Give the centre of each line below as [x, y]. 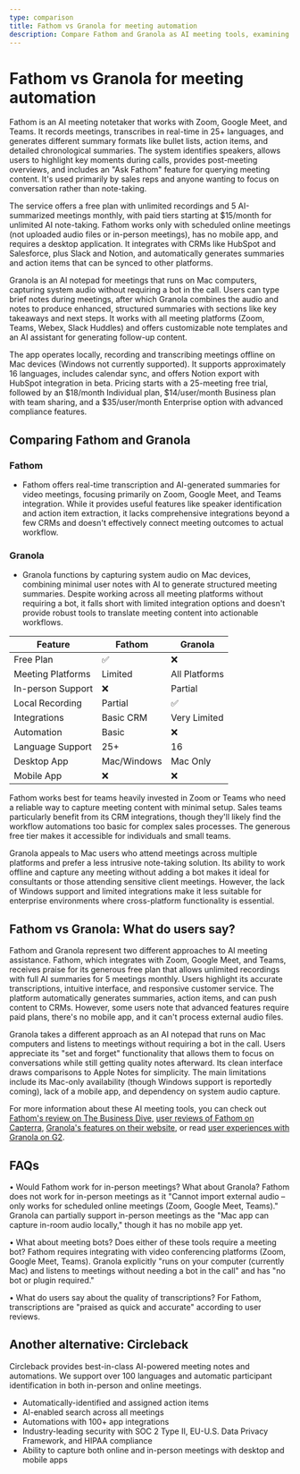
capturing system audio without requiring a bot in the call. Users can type [144, 290]
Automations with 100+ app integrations [96, 1421]
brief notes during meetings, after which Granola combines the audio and [144, 300]
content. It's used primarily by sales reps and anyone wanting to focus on [144, 179]
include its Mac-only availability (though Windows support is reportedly [141, 1082]
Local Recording [48, 703]
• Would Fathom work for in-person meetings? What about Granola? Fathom [150, 1187]
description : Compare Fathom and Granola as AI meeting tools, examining [150, 34]
